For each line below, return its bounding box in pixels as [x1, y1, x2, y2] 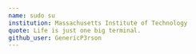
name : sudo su [8, 11, 56, 20]
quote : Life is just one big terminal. [8, 26, 142, 34]
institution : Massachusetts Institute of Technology [8, 19, 188, 27]
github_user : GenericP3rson [8, 33, 102, 42]
